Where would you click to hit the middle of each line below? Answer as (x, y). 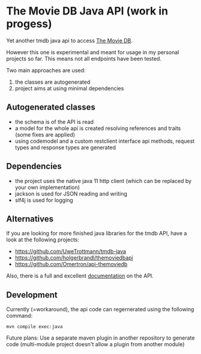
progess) (29, 24)
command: (19, 316)
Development (32, 295)
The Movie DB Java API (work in (87, 11)
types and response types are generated (65, 147)
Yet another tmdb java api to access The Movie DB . (70, 40)
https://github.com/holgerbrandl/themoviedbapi (74, 258)
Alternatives (30, 219)
